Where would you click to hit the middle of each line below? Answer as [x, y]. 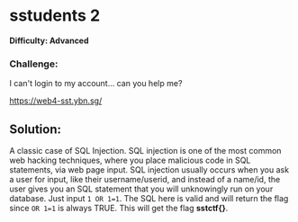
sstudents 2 [55, 16]
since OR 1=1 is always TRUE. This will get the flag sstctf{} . [119, 209]
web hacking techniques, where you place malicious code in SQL [130, 160]
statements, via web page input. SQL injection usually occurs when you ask [149, 170]
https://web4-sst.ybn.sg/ [56, 101]
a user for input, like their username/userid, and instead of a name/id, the [145, 180]
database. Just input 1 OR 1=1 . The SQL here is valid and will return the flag [149, 199]
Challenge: [34, 64]
